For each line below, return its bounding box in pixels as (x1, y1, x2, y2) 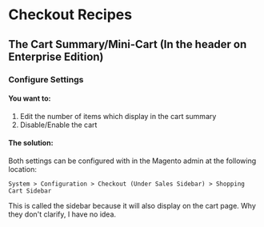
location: (8, 164, 38, 173)
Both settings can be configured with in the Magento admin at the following (8, 156, 257, 165)
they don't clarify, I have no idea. (8, 209, 117, 219)
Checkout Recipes (8, 6, 133, 24)
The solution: (8, 138, 54, 148)
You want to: (8, 94, 51, 103)
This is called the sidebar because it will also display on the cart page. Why (8, 201, 256, 210)
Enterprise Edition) (8, 50, 104, 63)
